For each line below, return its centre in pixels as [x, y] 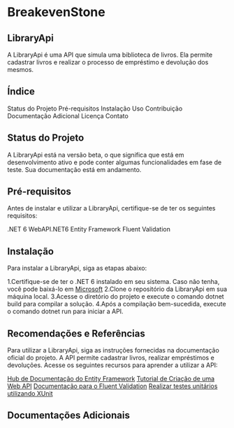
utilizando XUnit [30, 394]
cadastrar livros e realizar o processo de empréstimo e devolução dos [108, 62]
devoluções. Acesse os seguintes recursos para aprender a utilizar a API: [112, 365]
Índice [21, 92]
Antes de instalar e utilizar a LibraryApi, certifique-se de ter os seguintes [111, 208]
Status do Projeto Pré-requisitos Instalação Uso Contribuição [95, 108]
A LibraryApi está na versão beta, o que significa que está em [96, 155]
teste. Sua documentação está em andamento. [74, 169]
